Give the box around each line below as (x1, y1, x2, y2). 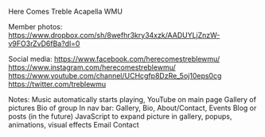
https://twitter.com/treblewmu (8, 79, 107, 89)
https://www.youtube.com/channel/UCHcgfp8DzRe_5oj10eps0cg (8, 71, 222, 80)
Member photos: (8, 22, 63, 31)
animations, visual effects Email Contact (8, 120, 139, 129)
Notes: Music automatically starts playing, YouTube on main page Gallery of (8, 95, 257, 104)
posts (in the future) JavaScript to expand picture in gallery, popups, (8, 112, 232, 121)
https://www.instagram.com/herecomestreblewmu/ (8, 63, 177, 72)
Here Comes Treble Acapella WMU (8, 7, 123, 16)
